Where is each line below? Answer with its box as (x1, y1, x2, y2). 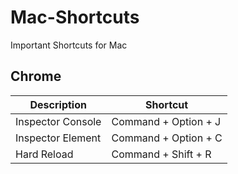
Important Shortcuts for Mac (10, 39, 128, 51)
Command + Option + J (111, 114, 222, 128)
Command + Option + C (111, 131, 223, 145)
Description (29, 97, 87, 111)
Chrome (10, 68, 62, 85)
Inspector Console (15, 114, 102, 128)
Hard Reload (15, 147, 74, 161)
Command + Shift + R (111, 147, 212, 161)
